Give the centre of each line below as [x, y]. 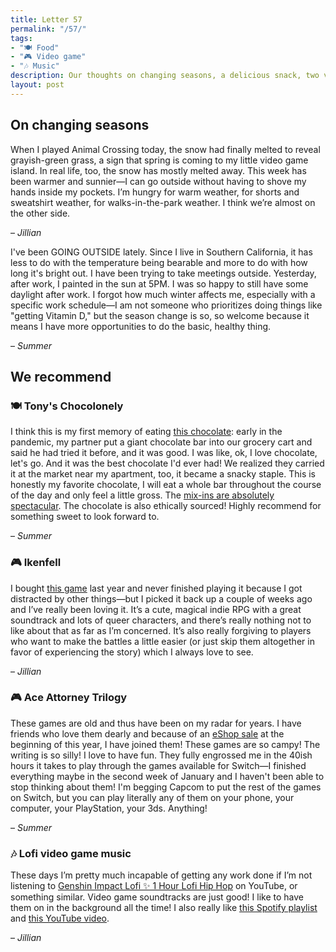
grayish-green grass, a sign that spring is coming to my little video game [159, 160]
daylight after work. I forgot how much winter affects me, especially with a [163, 294]
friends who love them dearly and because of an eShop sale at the [147, 733]
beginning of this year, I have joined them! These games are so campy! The [165, 744]
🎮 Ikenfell [36, 563]
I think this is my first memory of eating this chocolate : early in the [146, 432]
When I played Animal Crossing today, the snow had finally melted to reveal [165, 149]
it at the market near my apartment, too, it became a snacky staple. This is [163, 474]
